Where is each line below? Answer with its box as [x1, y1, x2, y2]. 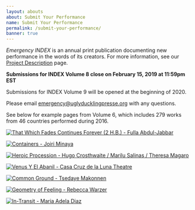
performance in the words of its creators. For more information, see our [6, 53, 180, 60]
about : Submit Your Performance [6, 14, 85, 20]
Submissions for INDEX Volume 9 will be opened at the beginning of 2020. [6, 88, 187, 96]
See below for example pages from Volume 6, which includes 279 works [6, 111, 181, 119]
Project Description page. [6, 60, 68, 67]
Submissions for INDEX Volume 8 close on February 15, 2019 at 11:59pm [6, 71, 186, 78]
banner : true [6, 31, 38, 37]
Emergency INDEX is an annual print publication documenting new [6, 47, 167, 54]
